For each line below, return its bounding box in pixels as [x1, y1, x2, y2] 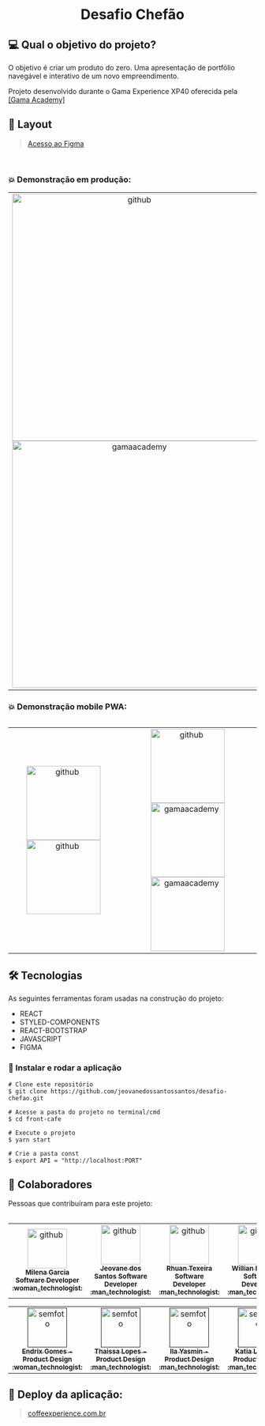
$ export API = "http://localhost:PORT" [8, 1156, 144, 1164]
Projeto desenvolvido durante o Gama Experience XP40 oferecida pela [8, 87, 238, 96]
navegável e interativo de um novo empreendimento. [8, 71, 180, 81]
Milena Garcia [24, 1268, 69, 1277]
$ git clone [8, 1087, 47, 1096]
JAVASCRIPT [19, 1034, 62, 1044]
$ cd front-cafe [8, 1115, 62, 1123]
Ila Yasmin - [169, 1347, 209, 1356]
